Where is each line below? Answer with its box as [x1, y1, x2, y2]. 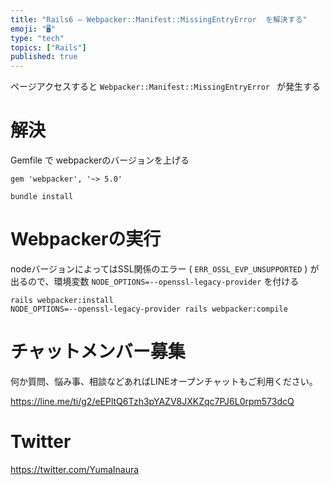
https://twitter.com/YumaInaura [10, 463, 140, 475]
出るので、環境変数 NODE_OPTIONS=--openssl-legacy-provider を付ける [10, 276, 300, 287]
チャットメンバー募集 [10, 341, 186, 363]
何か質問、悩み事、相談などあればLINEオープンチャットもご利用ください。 [10, 375, 318, 387]
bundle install [10, 192, 74, 202]
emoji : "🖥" [10, 24, 57, 34]
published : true [10, 52, 78, 62]
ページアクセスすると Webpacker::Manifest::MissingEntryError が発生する [10, 81, 322, 93]
